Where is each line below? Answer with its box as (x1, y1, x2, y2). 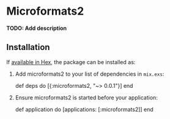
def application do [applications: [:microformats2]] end (15, 106, 154, 113)
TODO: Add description (6, 24, 67, 32)
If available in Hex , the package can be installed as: (6, 58, 136, 65)
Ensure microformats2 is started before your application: (15, 93, 158, 101)
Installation (6, 42, 50, 52)
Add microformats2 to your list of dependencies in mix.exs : (15, 70, 164, 78)
